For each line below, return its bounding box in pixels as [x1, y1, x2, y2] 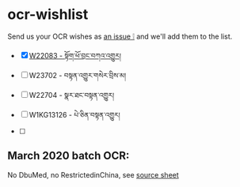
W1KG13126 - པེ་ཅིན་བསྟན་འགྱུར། [29, 110, 120, 119]
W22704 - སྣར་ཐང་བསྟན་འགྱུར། [29, 90, 115, 99]
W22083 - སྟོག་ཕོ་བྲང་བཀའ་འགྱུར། [29, 50, 122, 60]
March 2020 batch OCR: [7, 149, 130, 163]
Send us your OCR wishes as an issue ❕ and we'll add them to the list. [7, 32, 233, 41]
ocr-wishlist [7, 6, 89, 24]
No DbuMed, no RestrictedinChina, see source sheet [7, 170, 179, 179]
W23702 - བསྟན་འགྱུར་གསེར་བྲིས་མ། [29, 70, 127, 80]
